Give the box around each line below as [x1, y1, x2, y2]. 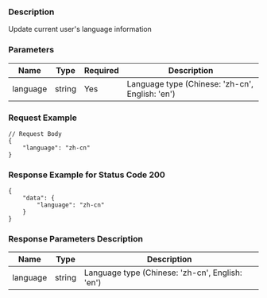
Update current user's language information [8, 25, 153, 34]
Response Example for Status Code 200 [8, 169, 165, 180]
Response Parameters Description [8, 234, 144, 245]
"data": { [22, 194, 56, 203]
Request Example [8, 112, 77, 123]
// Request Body [8, 130, 62, 137]
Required [83, 64, 119, 75]
